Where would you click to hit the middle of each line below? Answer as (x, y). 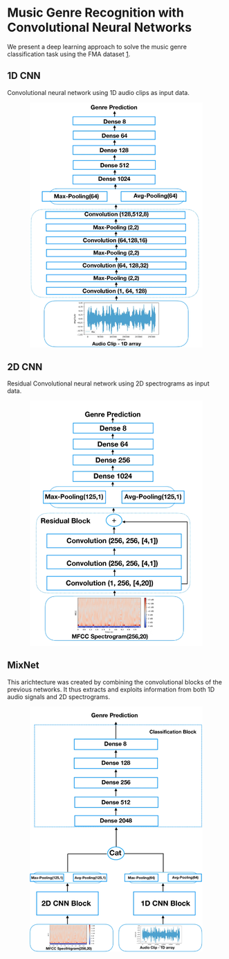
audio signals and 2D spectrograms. (59, 697)
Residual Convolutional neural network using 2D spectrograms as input (108, 383)
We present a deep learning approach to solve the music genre (97, 46)
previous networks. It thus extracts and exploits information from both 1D (111, 689)
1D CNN (24, 76)
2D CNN (25, 366)
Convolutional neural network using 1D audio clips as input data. (99, 92)
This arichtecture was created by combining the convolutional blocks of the (115, 682)
